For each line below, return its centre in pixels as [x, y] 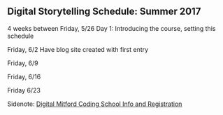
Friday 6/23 [24, 90]
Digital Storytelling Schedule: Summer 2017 [104, 12]
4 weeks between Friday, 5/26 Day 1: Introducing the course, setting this [111, 28]
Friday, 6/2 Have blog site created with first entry [78, 49]
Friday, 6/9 [23, 63]
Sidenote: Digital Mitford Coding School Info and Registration [95, 104]
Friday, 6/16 [24, 76]
